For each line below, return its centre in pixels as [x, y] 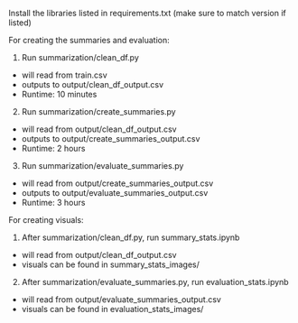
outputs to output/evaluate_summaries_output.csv [115, 193]
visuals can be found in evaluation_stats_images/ [112, 309]
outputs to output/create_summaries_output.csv [111, 138]
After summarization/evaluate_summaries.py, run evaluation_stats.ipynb [155, 282]
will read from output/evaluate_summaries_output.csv [121, 300]
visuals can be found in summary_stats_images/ [110, 264]
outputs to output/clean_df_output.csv [93, 84]
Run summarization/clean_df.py [80, 57]
